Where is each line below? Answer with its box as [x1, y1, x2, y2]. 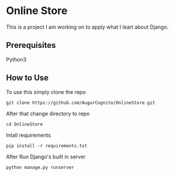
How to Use [6, 73, 49, 83]
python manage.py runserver [6, 164, 75, 170]
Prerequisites [6, 40, 56, 50]
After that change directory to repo [6, 110, 90, 117]
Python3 [6, 56, 27, 63]
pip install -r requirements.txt [6, 143, 88, 149]
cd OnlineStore [6, 121, 43, 127]
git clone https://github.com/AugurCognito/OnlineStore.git [6, 99, 156, 106]
